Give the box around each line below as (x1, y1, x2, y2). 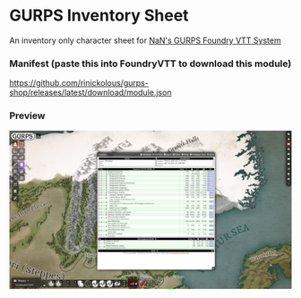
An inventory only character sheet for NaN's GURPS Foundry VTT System (9, 35, 281, 46)
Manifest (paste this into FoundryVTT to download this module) (9, 57, 292, 70)
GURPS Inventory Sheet (9, 5, 190, 26)
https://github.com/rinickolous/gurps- (9, 78, 150, 89)
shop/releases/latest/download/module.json (9, 87, 172, 98)
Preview (9, 109, 46, 122)
